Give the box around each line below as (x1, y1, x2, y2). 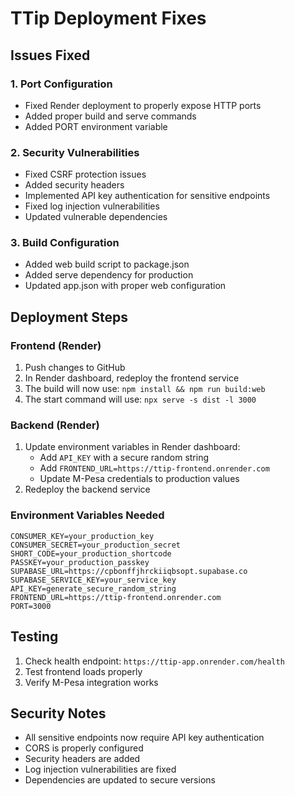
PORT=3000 (10, 601, 52, 611)
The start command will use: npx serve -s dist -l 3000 (24, 393, 257, 406)
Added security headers (24, 179, 125, 191)
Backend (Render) (10, 418, 100, 432)
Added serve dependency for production (24, 269, 194, 281)
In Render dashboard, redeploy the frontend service (24, 372, 240, 384)
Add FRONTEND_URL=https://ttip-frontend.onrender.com (39, 462, 270, 474)
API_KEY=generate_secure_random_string (10, 583, 177, 594)
